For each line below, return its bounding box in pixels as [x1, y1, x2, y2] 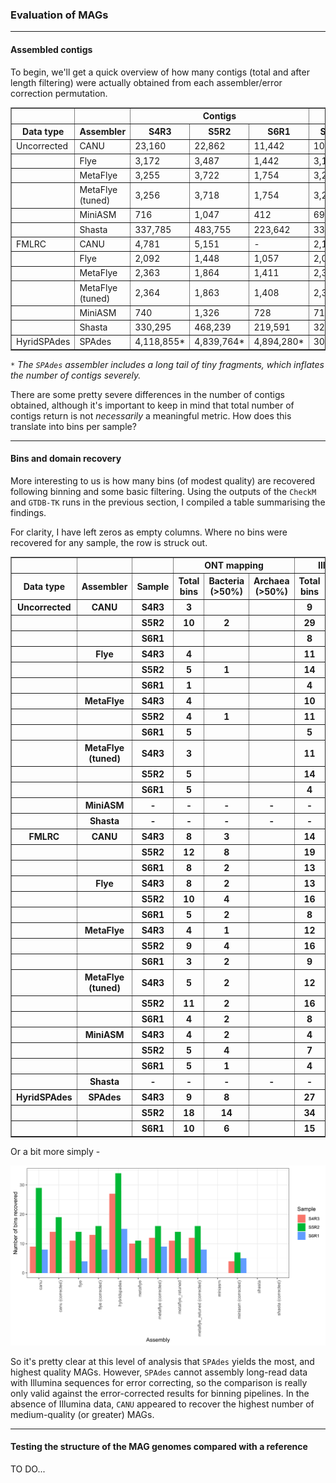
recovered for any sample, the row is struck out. [10, 536, 208, 548]
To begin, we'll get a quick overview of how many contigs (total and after [10, 66, 310, 78]
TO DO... [10, 1463, 46, 1475]
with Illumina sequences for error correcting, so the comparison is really [10, 1376, 308, 1388]
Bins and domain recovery [10, 453, 122, 465]
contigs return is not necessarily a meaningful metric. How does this [10, 409, 292, 422]
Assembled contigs [10, 43, 93, 55]
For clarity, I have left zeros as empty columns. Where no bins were [10, 526, 288, 538]
